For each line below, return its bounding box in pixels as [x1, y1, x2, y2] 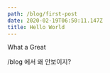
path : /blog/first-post [7, 10, 78, 18]
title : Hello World [7, 23, 65, 30]
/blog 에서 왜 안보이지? [7, 57, 72, 66]
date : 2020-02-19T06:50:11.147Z [7, 17, 103, 24]
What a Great [7, 43, 46, 52]
